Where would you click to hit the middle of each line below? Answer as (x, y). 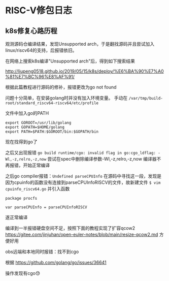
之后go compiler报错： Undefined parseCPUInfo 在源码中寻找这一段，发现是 (83, 176)
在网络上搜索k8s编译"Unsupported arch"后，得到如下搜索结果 (70, 61)
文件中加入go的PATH (27, 113)
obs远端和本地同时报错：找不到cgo (42, 252)
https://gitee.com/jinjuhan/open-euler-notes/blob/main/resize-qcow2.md (82, 235)
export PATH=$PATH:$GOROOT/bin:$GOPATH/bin (52, 132)
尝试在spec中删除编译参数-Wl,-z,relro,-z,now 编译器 (102, 159)
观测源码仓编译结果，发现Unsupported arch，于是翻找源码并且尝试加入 (80, 44)
